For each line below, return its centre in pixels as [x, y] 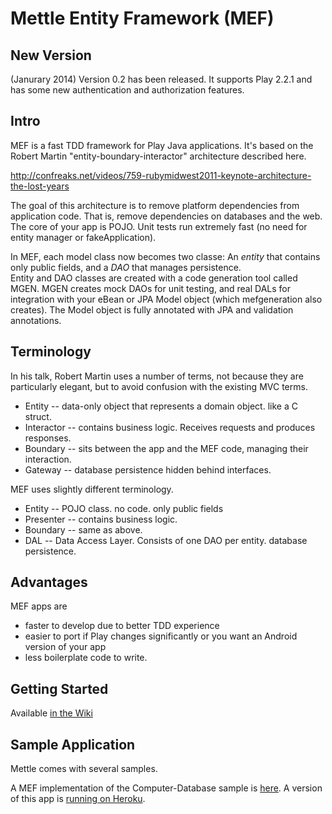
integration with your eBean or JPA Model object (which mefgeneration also [166, 299]
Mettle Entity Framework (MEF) [142, 18]
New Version [51, 55]
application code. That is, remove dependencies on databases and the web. [166, 216]
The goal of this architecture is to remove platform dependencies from [155, 205]
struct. [38, 416]
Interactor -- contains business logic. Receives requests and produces [170, 427]
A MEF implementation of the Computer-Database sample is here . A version [166, 788]
